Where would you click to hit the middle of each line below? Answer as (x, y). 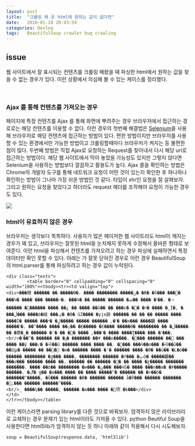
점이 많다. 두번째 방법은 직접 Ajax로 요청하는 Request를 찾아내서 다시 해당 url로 (96, 151)
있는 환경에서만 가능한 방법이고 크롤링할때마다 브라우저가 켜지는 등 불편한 (102, 143)
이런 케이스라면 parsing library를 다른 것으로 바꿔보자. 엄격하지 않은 (83, 411)
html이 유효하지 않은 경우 (39, 222)
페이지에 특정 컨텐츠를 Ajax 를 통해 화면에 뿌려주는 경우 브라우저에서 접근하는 (94, 121)
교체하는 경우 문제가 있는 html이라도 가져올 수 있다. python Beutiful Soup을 (98, 418)
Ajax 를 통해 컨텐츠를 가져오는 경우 (52, 107)
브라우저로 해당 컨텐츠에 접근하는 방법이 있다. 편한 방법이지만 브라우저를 (94, 136)
